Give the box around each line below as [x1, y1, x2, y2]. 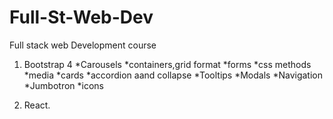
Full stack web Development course [9, 39, 157, 51]
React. [23, 99, 51, 111]
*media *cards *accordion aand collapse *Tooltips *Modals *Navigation [23, 69, 323, 81]
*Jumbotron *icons [23, 79, 105, 91]
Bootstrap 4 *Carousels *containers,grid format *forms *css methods [23, 58, 312, 70]
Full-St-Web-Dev [9, 6, 154, 29]
